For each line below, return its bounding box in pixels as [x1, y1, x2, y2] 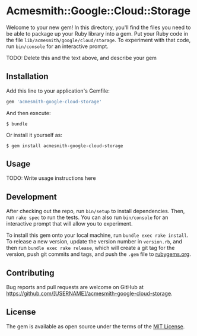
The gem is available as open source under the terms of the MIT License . [6, 322, 185, 330]
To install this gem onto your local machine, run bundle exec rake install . [6, 232, 189, 239]
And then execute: [6, 109, 51, 116]
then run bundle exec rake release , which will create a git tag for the [6, 245, 175, 252]
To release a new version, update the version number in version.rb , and [6, 238, 183, 245]
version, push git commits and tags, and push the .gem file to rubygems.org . [6, 251, 192, 258]
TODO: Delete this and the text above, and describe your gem [6, 54, 157, 61]
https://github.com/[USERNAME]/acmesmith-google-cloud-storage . [6, 290, 173, 297]
